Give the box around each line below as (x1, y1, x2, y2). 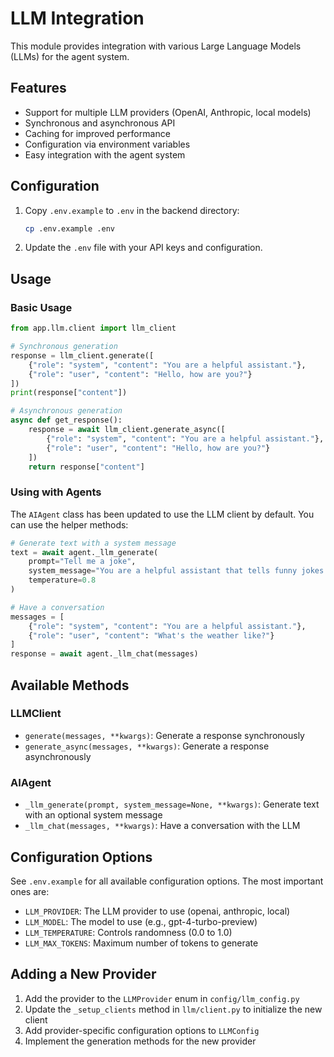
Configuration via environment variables (24, 138, 191, 150)
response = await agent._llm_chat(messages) (10, 649, 199, 659)
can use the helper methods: (10, 518, 129, 531)
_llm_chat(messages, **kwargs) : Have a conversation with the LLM (24, 820, 301, 832)
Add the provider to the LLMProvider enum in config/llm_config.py (24, 992, 300, 1004)
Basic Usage (10, 300, 73, 314)
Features (10, 80, 67, 97)
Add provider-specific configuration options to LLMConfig (24, 1024, 260, 1036)
